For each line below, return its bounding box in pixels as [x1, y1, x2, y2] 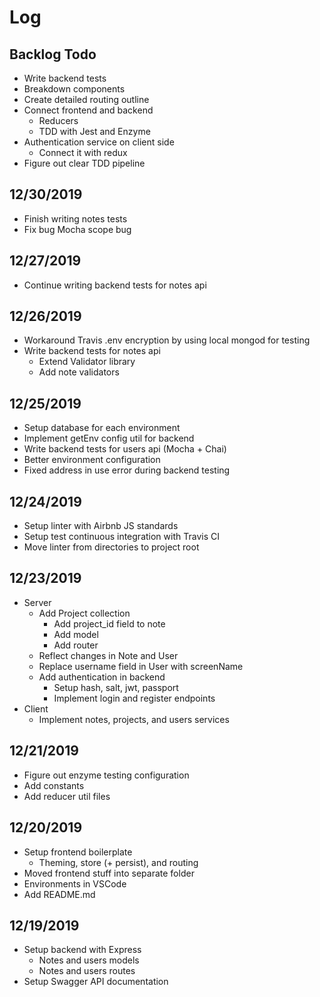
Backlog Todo [9, 46, 97, 63]
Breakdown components [23, 83, 126, 95]
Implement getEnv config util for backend [23, 432, 195, 445]
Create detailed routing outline [23, 94, 150, 105]
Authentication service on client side [23, 136, 175, 148]
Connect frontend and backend [23, 104, 154, 116]
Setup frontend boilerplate [23, 846, 133, 858]
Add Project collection [38, 607, 131, 619]
